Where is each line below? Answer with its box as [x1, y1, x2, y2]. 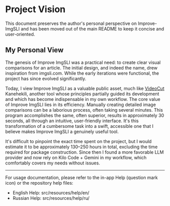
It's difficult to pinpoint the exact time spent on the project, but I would [5, 138, 152, 144]
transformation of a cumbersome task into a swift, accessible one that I [5, 123, 153, 129]
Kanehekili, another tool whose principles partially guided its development [5, 90, 159, 97]
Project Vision [5, 4, 66, 15]
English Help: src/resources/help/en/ [12, 189, 90, 196]
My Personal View [5, 46, 64, 54]
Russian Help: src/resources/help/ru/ [12, 195, 90, 201]
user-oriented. [5, 31, 35, 37]
